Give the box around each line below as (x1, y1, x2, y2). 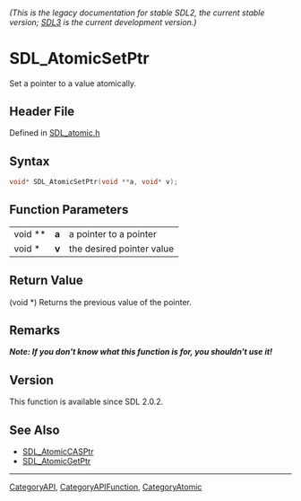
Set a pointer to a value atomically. (9, 77, 137, 89)
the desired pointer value (68, 242, 175, 255)
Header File (9, 103, 75, 119)
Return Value (9, 273, 83, 288)
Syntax (9, 154, 50, 169)
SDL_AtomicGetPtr (21, 456, 91, 467)
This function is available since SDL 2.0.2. (9, 396, 164, 408)
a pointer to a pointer (68, 227, 157, 240)
